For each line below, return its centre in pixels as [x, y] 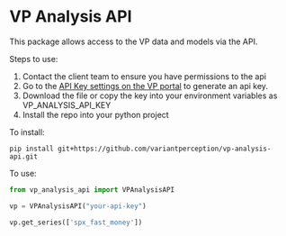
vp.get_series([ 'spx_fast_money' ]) [76, 222]
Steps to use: [34, 59]
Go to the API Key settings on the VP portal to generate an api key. [145, 86]
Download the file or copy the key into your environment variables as [150, 95]
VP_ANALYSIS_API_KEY [67, 104]
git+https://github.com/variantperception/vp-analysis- [164, 149]
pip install [31, 149]
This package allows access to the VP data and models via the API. [134, 41]
